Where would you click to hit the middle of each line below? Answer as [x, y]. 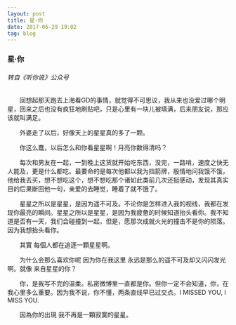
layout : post [26, 14]
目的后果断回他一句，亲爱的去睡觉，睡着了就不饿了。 [84, 189]
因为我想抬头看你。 [35, 230]
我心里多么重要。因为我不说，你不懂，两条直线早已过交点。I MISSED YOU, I [117, 293]
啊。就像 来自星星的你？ [42, 269]
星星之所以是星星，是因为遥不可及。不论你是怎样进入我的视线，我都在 [121, 204]
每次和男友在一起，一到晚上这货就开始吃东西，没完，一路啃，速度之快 [121, 163]
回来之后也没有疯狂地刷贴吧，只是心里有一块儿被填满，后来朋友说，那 [121, 109]
